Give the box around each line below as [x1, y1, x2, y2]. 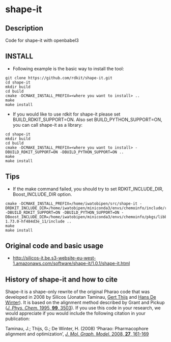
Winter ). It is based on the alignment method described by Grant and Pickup [5, 299, 165, 306]
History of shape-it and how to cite [5, 275, 118, 283]
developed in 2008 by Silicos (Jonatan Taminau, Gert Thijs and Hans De [5, 294, 156, 300]
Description [5, 24, 43, 33]
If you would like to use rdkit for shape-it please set [12, 111, 121, 117]
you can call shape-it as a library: [12, 122, 83, 128]
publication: [5, 316, 30, 322]
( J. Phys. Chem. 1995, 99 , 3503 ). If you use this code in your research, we [5, 305, 161, 311]
